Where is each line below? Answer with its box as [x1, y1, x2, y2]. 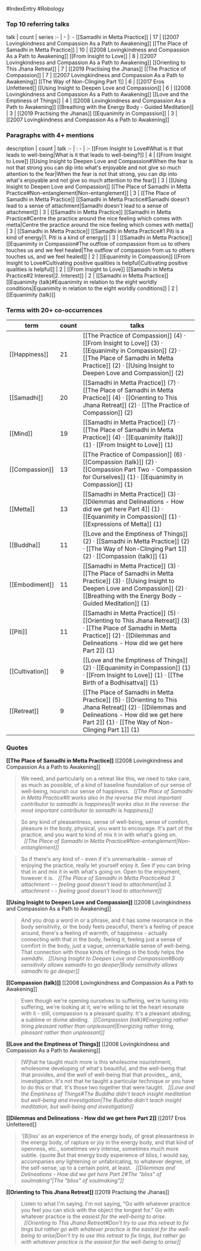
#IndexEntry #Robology [6, 5, 65, 12]
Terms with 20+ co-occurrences [6, 306, 103, 314]
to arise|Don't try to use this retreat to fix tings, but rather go [36, 1232, 186, 1239]
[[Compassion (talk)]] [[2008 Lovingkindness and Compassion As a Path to [6, 979, 194, 987]
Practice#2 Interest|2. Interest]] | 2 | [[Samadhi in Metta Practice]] [6, 272, 169, 279]
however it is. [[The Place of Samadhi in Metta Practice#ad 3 [20, 875, 175, 882]
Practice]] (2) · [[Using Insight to [83, 361, 175, 370]
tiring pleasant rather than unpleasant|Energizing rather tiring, [20, 1022, 175, 1030]
